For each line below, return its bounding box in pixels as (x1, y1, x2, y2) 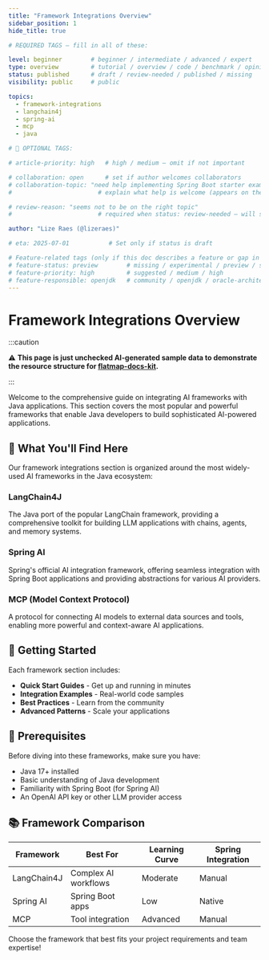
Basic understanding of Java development (19, 774, 160, 784)
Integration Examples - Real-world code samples (19, 688, 184, 699)
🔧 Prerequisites (8, 729, 86, 743)
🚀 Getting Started (8, 643, 97, 657)
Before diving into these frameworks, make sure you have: (8, 750, 201, 760)
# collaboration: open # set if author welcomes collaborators (8, 174, 242, 182)
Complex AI (70, 868, 114, 879)
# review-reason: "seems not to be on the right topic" (8, 202, 199, 211)
